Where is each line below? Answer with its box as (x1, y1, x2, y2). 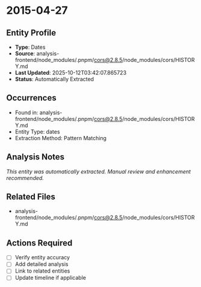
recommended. (6, 174, 44, 181)
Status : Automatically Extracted (14, 76, 94, 82)
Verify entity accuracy (14, 254, 70, 261)
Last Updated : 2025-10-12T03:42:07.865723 (14, 69, 127, 76)
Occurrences (6, 93, 57, 103)
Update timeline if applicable (14, 274, 86, 282)
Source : (14, 50, 36, 57)
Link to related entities (14, 267, 70, 274)
